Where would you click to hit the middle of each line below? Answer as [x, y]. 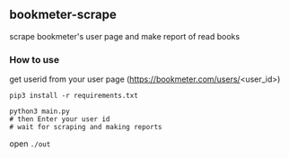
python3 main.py [39, 111]
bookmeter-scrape [63, 15]
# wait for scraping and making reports [86, 127]
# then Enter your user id [60, 119]
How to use [35, 59]
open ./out [30, 144]
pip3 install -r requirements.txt [74, 96]
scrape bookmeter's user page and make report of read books [125, 36]
